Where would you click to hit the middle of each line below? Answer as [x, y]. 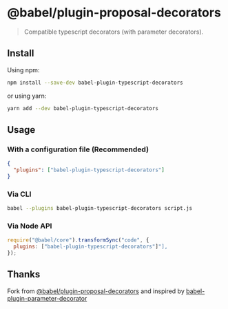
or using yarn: [27, 96]
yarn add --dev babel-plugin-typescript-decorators [83, 108]
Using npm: [23, 70]
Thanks [24, 274]
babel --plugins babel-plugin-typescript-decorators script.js [100, 209]
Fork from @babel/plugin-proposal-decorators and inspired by [96, 291]
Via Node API [30, 226]
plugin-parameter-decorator [47, 298]
